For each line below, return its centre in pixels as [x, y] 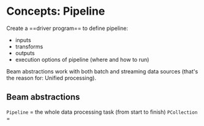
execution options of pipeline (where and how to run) [82, 59]
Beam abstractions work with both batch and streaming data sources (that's [102, 71]
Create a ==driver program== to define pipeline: [67, 28]
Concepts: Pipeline [56, 11]
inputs [23, 40]
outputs [25, 53]
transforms [29, 46]
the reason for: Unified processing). [51, 78]
